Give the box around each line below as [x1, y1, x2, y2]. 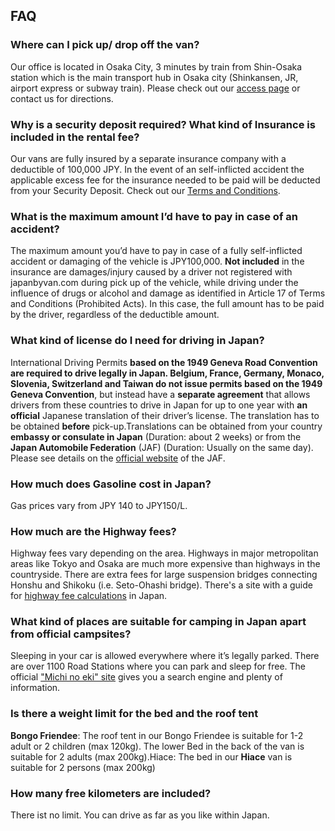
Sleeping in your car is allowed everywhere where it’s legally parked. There [10, 650, 320, 662]
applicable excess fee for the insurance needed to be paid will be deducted [10, 174, 321, 186]
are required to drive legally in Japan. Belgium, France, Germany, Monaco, [10, 367, 325, 379]
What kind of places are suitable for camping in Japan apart [10, 615, 307, 629]
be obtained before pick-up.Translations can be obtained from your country [10, 420, 323, 432]
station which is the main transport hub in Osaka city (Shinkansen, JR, [10, 71, 299, 83]
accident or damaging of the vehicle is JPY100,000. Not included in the [10, 255, 305, 268]
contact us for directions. [10, 92, 114, 104]
